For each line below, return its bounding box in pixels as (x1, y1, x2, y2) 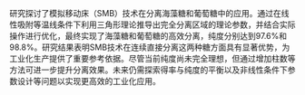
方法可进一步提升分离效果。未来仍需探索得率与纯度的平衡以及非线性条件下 (9, 64, 288, 75)
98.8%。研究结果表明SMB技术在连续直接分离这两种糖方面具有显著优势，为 (9, 42, 290, 52)
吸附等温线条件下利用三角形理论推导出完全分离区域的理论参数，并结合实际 (16, 19, 296, 30)
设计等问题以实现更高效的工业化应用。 (16, 76, 161, 86)
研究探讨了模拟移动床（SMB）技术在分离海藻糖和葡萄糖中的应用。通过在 (9, 8, 281, 18)
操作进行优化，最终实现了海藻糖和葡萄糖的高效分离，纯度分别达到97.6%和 (9, 31, 288, 41)
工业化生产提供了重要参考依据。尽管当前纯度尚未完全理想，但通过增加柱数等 (9, 53, 296, 63)
